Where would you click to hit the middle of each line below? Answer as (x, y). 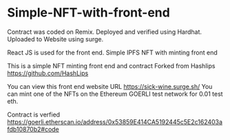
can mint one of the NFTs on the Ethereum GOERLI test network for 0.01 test (115, 94)
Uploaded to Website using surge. (55, 39)
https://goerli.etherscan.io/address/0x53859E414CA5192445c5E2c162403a (115, 121)
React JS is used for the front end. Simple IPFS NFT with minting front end (113, 52)
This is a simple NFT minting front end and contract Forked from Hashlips (111, 66)
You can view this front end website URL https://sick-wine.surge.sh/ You (110, 86)
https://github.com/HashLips (48, 73)
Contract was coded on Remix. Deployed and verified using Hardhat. (104, 32)
